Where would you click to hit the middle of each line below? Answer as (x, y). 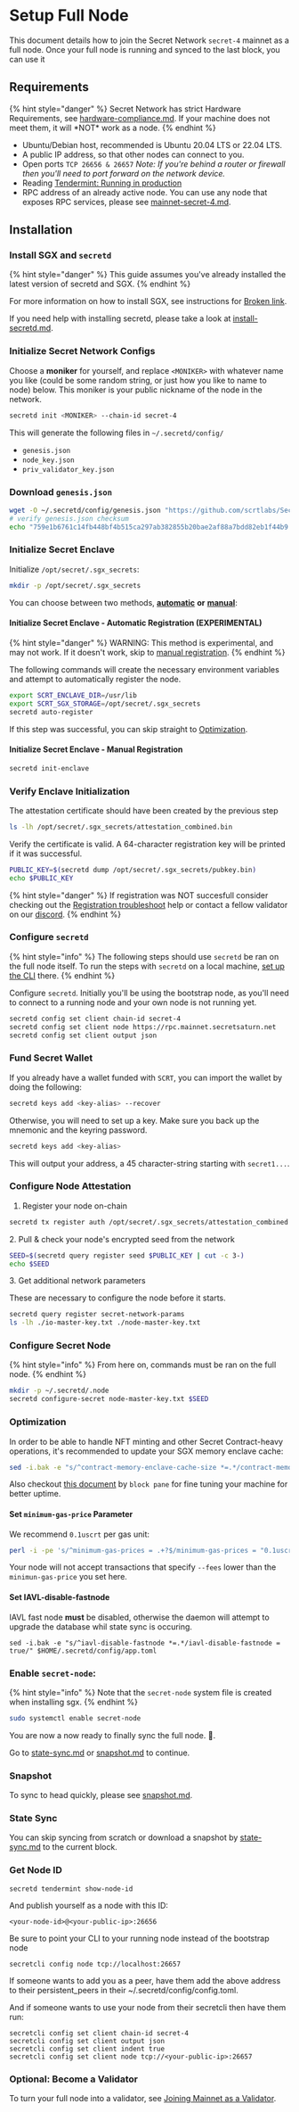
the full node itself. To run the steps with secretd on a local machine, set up (147, 966)
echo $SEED (29, 1264)
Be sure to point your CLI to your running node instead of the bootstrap (139, 1938)
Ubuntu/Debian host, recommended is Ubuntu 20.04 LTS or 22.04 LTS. (152, 144)
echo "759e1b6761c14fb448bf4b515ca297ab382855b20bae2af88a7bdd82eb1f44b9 (149, 527)
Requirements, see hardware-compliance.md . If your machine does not (140, 118)
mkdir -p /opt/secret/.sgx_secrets (75, 585)
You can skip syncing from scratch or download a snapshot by (124, 1837)
